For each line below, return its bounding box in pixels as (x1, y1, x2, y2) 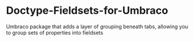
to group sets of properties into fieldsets (6, 29, 104, 36)
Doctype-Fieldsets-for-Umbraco (6, 4, 168, 17)
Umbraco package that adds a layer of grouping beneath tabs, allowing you (6, 23, 189, 30)
